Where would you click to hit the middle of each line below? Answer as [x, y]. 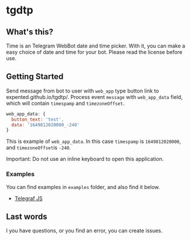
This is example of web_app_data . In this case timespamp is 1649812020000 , [94, 142]
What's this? [30, 32]
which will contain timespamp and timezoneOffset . [65, 103]
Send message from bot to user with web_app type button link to [83, 91]
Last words [27, 217]
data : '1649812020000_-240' [46, 125]
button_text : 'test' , [38, 119]
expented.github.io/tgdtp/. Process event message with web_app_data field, [94, 97]
